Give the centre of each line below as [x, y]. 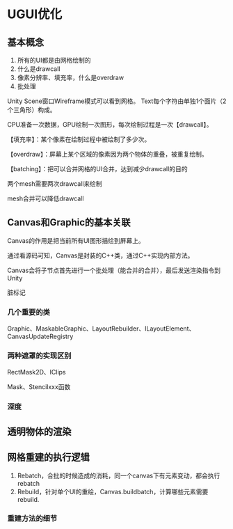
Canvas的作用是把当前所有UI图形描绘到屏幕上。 [76, 240]
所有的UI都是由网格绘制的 [54, 60]
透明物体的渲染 [39, 431]
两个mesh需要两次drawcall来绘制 [55, 184]
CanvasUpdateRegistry [40, 337]
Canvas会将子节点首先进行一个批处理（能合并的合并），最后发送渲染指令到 [114, 270]
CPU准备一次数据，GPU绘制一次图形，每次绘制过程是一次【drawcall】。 [110, 125]
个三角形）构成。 [32, 110]
